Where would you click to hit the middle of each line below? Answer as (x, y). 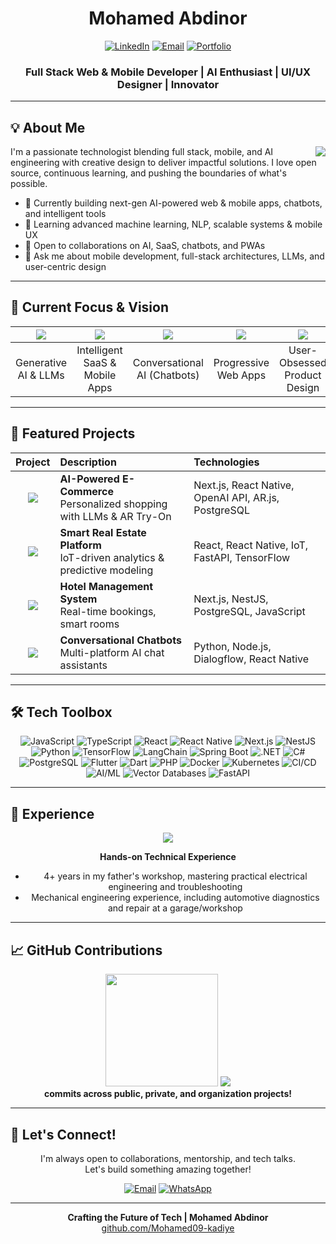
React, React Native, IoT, (250, 545)
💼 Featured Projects (73, 433)
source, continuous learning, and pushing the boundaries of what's (148, 173)
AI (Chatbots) (168, 375)
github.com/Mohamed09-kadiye (168, 1228)
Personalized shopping (113, 504)
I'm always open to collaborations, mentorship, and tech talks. (168, 1158)
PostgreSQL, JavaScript (249, 611)
